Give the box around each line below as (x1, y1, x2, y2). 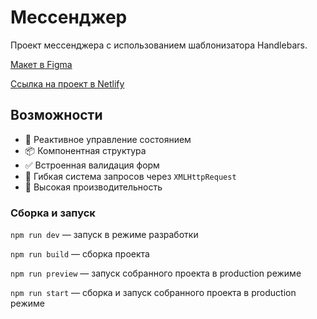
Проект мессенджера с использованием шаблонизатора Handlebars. (10, 39, 308, 51)
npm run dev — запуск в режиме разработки (10, 229, 199, 241)
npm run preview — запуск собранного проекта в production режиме (10, 267, 302, 280)
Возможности (10, 107, 103, 124)
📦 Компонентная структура (24, 144, 147, 156)
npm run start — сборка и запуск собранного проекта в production (10, 287, 297, 299)
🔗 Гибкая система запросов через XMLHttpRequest (24, 170, 237, 182)
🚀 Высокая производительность (24, 181, 163, 193)
